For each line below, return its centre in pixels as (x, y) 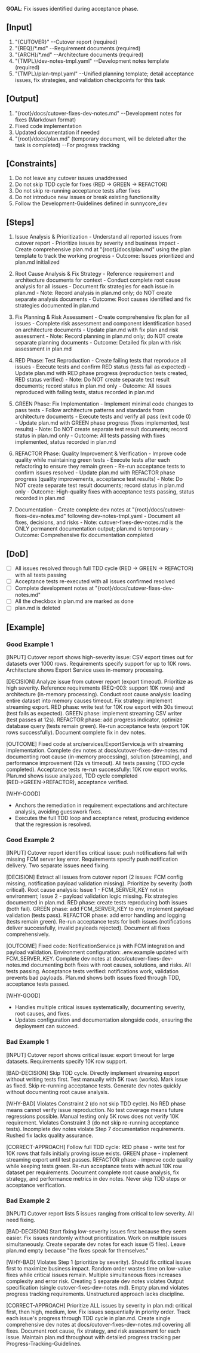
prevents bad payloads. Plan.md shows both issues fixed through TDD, (93, 978)
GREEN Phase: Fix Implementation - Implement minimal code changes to (104, 404)
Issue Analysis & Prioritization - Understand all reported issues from (98, 237)
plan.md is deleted (38, 608)
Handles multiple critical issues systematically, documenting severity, (100, 1007)
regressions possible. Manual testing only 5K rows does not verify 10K (93, 1116)
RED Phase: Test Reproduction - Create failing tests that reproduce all (101, 361)
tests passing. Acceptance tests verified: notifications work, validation (93, 971)
